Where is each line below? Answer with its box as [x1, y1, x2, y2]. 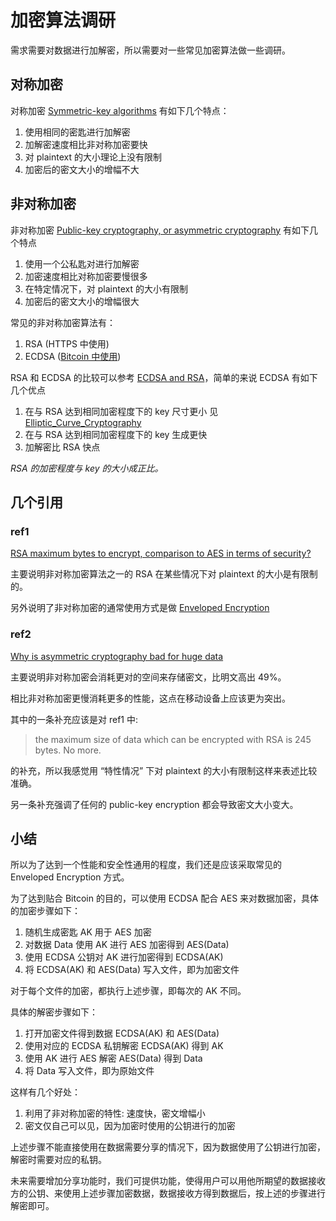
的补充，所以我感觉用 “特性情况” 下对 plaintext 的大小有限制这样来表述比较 [10, 764, 318, 776]
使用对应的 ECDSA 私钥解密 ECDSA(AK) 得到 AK [24, 1040, 224, 1052]
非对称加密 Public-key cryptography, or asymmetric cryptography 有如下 [10, 224, 310, 236]
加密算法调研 [10, 9, 117, 32]
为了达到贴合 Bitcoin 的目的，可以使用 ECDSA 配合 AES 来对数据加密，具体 [10, 892, 320, 905]
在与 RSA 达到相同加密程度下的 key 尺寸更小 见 [24, 405, 219, 417]
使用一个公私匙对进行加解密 [24, 257, 140, 270]
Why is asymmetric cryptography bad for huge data [10, 650, 224, 662]
